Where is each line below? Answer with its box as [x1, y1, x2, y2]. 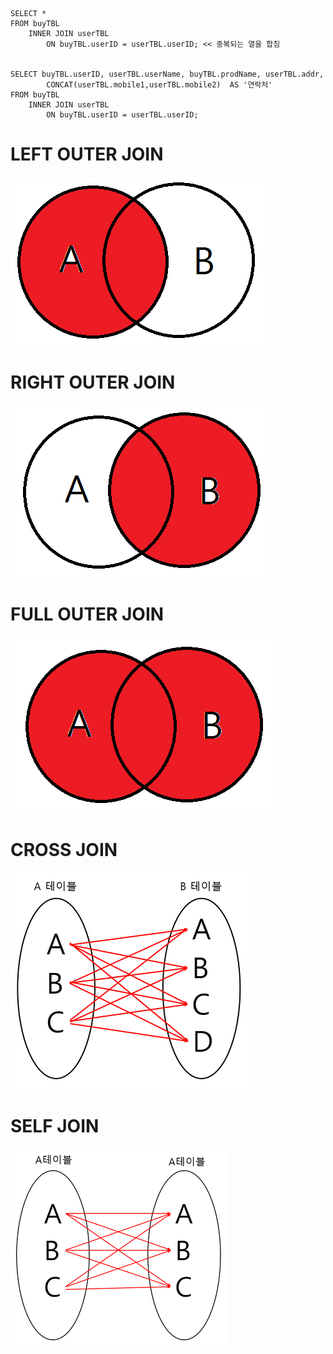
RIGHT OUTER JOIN [10, 371, 176, 394]
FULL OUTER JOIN [10, 603, 165, 626]
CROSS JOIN [10, 839, 118, 861]
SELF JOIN [10, 1114, 100, 1137]
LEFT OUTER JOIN [10, 143, 164, 166]
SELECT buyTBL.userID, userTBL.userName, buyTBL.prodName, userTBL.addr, [10, 69, 325, 79]
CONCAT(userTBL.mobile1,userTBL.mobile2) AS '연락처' [46, 80, 273, 90]
